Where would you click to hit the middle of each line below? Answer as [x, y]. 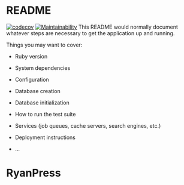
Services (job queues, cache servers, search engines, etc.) [88, 125]
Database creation [38, 91]
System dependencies [43, 68]
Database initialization [42, 103]
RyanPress [34, 173]
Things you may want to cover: [44, 45]
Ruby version [31, 56]
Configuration [32, 79]
